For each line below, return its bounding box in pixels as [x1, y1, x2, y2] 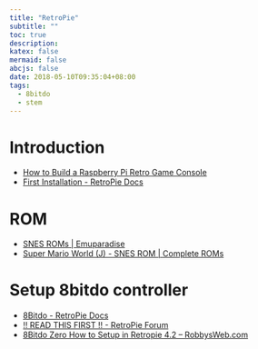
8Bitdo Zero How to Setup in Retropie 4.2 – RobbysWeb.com [22, 329, 248, 341]
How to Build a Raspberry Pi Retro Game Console [22, 167, 207, 178]
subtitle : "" [9, 22, 59, 31]
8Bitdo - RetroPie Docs [22, 310, 109, 321]
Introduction [9, 137, 105, 157]
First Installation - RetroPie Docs [22, 176, 144, 187]
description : [9, 38, 59, 48]
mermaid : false [9, 55, 67, 65]
